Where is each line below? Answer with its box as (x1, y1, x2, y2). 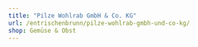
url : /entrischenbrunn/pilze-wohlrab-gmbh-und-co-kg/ (8, 19, 191, 27)
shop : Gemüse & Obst (8, 26, 77, 34)
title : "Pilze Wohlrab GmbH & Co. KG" (8, 11, 137, 20)
